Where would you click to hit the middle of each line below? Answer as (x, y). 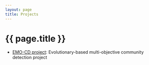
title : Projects (22, 14)
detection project (30, 58)
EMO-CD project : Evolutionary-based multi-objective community (78, 52)
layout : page (19, 10)
